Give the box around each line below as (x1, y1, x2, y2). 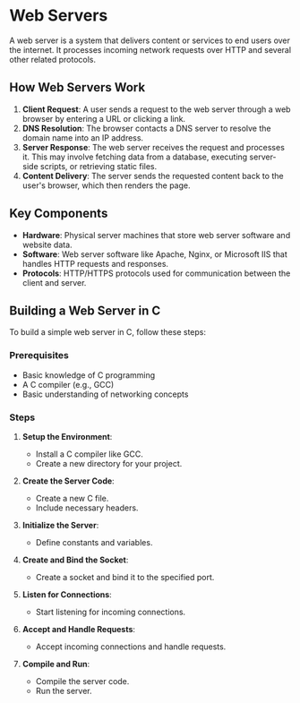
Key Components (9, 206, 108, 221)
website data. (21, 239, 73, 250)
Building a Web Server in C (9, 303, 161, 318)
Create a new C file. (35, 493, 109, 503)
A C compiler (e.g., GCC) (21, 379, 115, 390)
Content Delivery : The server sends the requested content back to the (21, 170, 284, 181)
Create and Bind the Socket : (21, 554, 129, 565)
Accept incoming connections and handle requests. (35, 641, 227, 652)
